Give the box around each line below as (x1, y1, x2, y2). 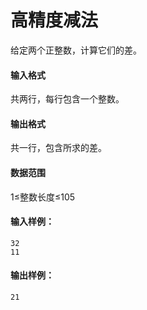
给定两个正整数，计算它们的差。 (10, 44, 142, 56)
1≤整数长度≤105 (10, 191, 76, 203)
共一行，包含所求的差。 (10, 142, 107, 154)
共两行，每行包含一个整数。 (10, 93, 125, 105)
